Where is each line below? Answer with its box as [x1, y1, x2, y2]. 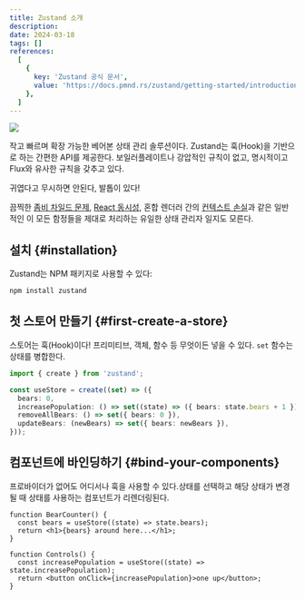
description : [9, 22, 59, 31]
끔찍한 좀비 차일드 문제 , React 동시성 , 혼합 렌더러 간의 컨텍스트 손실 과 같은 [9, 201, 272, 213]
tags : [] [9, 38, 43, 48]
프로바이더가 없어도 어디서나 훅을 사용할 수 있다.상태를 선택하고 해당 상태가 [9, 480, 274, 491]
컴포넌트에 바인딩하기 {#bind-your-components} [9, 455, 280, 470]
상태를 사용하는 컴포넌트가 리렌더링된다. [28, 492, 170, 503]
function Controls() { [9, 550, 95, 559]
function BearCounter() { [9, 510, 107, 519]
